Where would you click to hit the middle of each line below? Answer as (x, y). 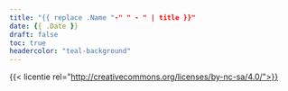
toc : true (28, 43)
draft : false (34, 34)
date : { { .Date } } (44, 26)
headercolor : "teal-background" (70, 51)
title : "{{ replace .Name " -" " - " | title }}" (102, 18)
